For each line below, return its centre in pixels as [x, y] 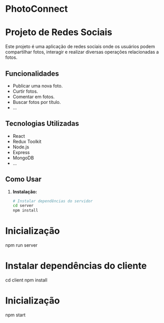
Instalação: [25, 191]
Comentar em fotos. [34, 96]
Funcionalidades [32, 73]
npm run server [21, 245]
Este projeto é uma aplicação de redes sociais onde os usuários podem [80, 47]
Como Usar [23, 179]
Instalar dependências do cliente [76, 266]
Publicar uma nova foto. [37, 85]
